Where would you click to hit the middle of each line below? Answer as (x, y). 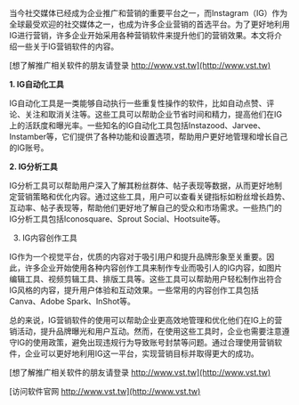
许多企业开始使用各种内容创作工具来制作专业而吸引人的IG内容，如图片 (154, 268)
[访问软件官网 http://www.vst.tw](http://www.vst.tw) (105, 391)
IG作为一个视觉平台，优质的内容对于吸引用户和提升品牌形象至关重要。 (138, 257)
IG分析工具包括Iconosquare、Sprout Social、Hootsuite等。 (117, 219)
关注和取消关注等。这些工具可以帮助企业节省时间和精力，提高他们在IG (154, 114)
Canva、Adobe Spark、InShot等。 (73, 301)
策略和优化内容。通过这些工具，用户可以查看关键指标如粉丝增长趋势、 (161, 197)
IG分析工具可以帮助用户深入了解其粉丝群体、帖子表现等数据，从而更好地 (142, 186)
